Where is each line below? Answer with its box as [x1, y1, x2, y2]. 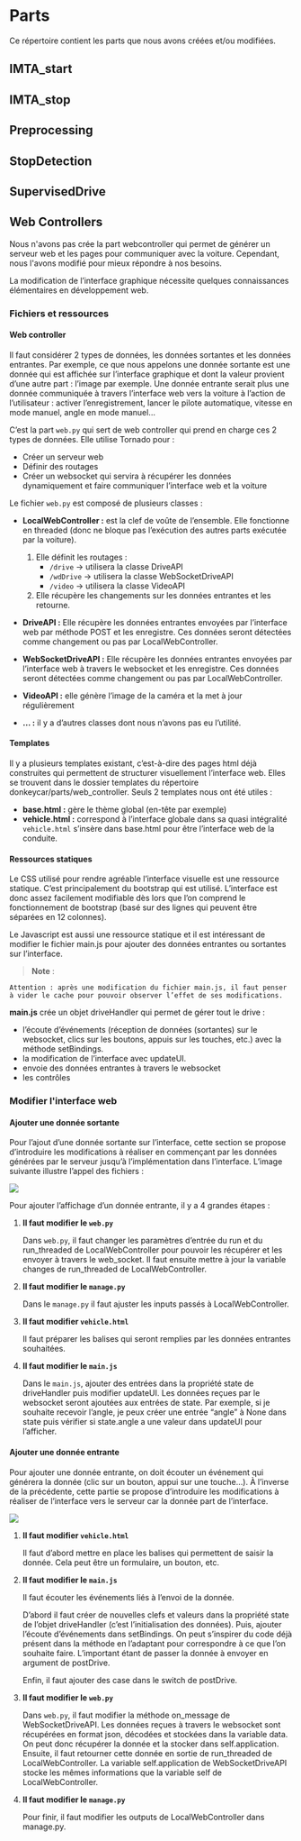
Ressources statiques [9, 853, 93, 864]
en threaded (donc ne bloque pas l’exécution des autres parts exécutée [22, 524, 288, 535]
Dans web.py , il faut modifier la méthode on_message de [22, 1709, 231, 1720]
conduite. [22, 833, 58, 843]
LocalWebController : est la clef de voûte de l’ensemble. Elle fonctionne [22, 515, 290, 525]
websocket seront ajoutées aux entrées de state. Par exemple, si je [22, 1398, 270, 1408]
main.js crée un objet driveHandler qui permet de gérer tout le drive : [9, 1007, 265, 1018]
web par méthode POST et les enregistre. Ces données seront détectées [22, 626, 292, 637]
